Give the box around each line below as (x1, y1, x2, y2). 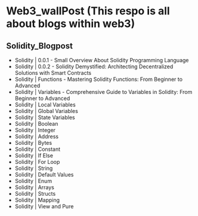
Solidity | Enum (14, 178, 52, 184)
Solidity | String (14, 165, 53, 172)
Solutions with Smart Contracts (14, 69, 91, 76)
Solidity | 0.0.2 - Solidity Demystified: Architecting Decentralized (14, 63, 174, 70)
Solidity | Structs (14, 190, 56, 197)
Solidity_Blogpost (6, 41, 73, 51)
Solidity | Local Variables (14, 101, 76, 108)
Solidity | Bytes (14, 139, 52, 146)
